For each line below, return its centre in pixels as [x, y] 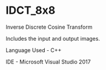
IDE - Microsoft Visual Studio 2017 [48, 62]
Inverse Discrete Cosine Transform [49, 27]
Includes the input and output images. [53, 38]
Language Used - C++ [34, 50]
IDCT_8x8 [31, 10]
